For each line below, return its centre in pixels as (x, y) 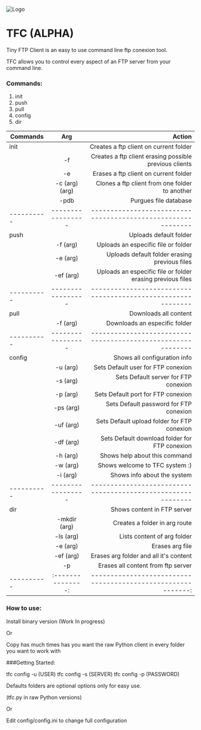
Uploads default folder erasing (149, 254)
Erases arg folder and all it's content (141, 556)
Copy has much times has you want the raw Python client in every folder (96, 644)
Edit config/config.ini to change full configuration (67, 720)
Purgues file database (161, 200)
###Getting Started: (31, 662)
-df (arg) (66, 442)
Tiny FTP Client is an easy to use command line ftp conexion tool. (87, 50)
